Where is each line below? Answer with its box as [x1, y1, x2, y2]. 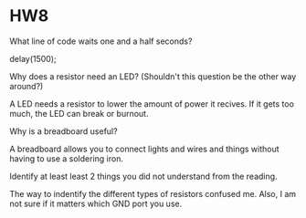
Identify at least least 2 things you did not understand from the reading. [9, 171, 278, 182]
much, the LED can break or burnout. [9, 108, 149, 119]
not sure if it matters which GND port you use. [9, 198, 183, 209]
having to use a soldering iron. [9, 152, 123, 164]
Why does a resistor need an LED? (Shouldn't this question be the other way [9, 70, 297, 82]
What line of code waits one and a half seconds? [9, 36, 193, 47]
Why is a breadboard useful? [9, 125, 118, 137]
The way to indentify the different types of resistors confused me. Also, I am [9, 188, 297, 199]
